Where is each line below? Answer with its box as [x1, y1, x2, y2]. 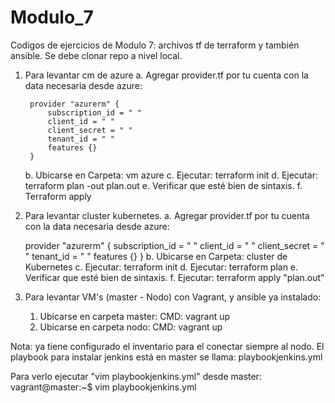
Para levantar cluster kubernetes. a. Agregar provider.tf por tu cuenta [24, 209, 310, 221]
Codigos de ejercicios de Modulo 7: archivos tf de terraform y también [10, 39, 300, 51]
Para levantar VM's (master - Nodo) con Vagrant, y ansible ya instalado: [24, 291, 322, 303]
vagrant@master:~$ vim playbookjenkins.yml [10, 381, 197, 393]
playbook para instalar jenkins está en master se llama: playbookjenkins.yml [10, 351, 323, 363]
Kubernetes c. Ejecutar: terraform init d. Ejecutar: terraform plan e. [24, 261, 299, 273]
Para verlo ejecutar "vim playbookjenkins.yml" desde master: [10, 370, 262, 382]
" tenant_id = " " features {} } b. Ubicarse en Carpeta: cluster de [24, 250, 288, 262]
